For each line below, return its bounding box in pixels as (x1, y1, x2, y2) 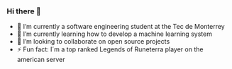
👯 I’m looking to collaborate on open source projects (16, 37, 170, 46)
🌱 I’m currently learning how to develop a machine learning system (16, 30, 212, 38)
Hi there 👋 (6, 6, 42, 16)
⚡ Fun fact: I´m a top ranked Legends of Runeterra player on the (16, 45, 204, 54)
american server (16, 56, 65, 64)
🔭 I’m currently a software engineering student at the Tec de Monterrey (16, 23, 225, 31)
